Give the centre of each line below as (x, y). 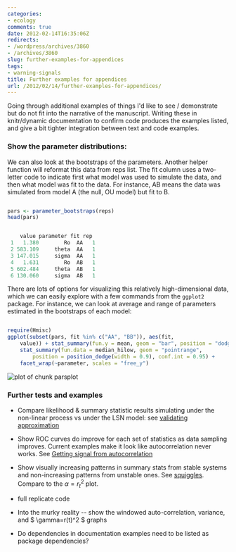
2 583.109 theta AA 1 (53, 250)
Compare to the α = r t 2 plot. (58, 484)
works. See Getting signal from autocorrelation (85, 453)
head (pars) (23, 218)
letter (15, 177)
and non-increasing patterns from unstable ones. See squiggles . (111, 475)
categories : (25, 14)
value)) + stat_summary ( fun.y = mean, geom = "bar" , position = (116, 344)
